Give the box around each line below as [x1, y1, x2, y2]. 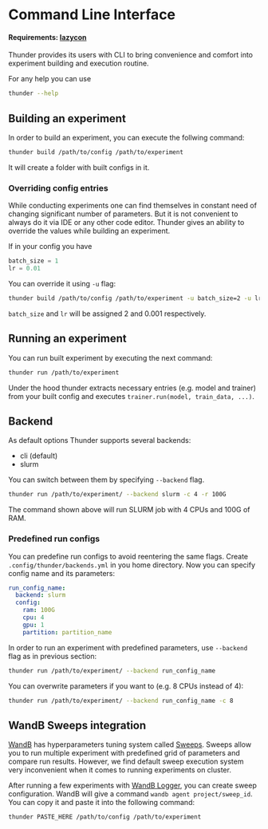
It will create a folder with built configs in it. [8, 162, 150, 172]
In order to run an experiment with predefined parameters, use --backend [8, 642, 248, 652]
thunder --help [8, 89, 59, 97]
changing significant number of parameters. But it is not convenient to [8, 209, 238, 219]
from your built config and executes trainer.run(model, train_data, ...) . [8, 391, 255, 401]
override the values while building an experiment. [8, 226, 171, 236]
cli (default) [19, 451, 58, 460]
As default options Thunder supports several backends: [8, 436, 191, 445]
